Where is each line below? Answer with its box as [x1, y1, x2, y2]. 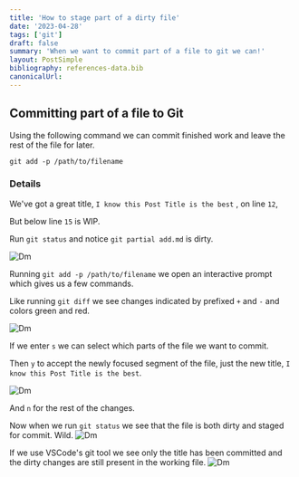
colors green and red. [9, 305, 91, 316]
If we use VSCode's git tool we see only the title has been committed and [9, 447, 283, 458]
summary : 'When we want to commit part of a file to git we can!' [9, 47, 265, 56]
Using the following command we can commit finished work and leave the [9, 129, 285, 140]
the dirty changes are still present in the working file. [9, 456, 207, 467]
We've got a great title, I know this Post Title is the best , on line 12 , [9, 198, 279, 209]
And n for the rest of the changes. [9, 402, 136, 413]
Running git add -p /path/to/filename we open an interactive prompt [9, 268, 273, 279]
